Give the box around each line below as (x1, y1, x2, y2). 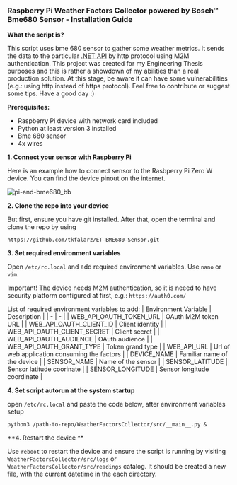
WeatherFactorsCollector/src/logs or (7, 455, 117, 463)
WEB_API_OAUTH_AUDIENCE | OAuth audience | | (7, 335, 154, 344)
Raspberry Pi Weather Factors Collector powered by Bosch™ (7, 6, 219, 16)
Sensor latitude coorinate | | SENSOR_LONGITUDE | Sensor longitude (7, 365, 209, 373)
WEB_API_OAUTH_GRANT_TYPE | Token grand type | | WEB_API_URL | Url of (7, 342, 231, 351)
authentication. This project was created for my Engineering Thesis (7, 59, 203, 68)
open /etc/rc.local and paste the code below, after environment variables (7, 400, 226, 409)
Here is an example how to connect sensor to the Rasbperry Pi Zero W (7, 167, 213, 175)
